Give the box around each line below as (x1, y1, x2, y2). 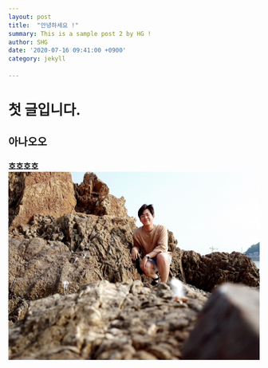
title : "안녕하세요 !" (8, 21, 79, 29)
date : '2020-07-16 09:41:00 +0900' (8, 46, 127, 55)
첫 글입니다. (8, 101, 81, 119)
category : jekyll (8, 55, 66, 63)
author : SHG (8, 38, 48, 46)
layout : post (8, 13, 52, 21)
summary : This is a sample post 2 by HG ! (8, 29, 152, 37)
